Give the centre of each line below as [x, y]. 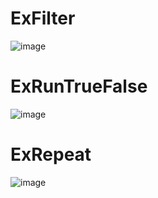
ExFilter [43, 18]
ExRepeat [51, 154]
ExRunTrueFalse [79, 86]
